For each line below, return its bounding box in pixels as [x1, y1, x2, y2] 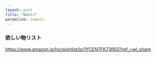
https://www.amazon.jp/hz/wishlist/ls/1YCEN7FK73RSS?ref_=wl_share [5, 46, 151, 52]
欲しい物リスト [5, 34, 42, 41]
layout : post [5, 7, 33, 13]
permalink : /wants [5, 17, 44, 22]
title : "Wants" [5, 12, 37, 17]
